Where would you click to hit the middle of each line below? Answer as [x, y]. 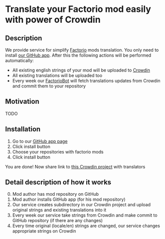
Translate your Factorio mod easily [78, 9]
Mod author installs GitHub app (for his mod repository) [69, 199]
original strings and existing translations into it [59, 210]
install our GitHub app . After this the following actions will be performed [78, 55]
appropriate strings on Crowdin [44, 231]
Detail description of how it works [58, 182]
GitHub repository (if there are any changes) [57, 221]
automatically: [19, 60]
